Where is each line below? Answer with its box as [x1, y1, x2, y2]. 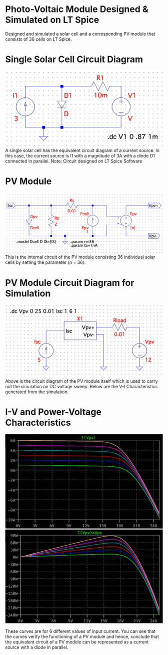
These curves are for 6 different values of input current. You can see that [5, 628, 156, 634]
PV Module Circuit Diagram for [5, 277, 134, 288]
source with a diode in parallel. [5, 644, 68, 650]
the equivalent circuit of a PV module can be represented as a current [5, 638, 149, 645]
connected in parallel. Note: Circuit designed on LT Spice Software [5, 158, 142, 164]
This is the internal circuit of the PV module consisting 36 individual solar [5, 254, 155, 260]
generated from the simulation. [5, 389, 69, 395]
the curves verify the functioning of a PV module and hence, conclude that [5, 633, 159, 639]
